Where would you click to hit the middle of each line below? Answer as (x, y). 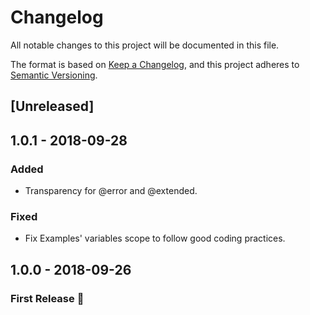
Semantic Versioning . (54, 75)
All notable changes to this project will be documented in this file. (145, 45)
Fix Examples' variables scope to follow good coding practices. (155, 238)
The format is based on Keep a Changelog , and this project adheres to (155, 64)
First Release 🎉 (47, 298)
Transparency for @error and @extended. (111, 191)
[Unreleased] (52, 106)
